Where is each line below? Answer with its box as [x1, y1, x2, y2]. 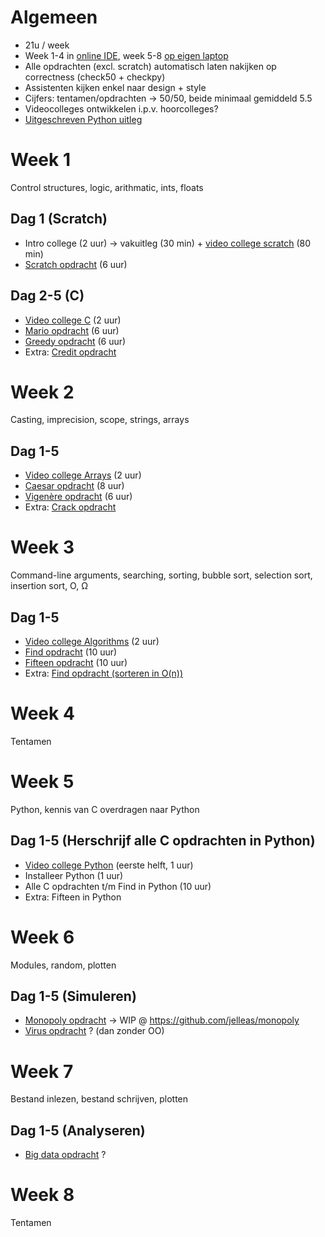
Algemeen [10, 6, 98, 29]
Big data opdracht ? [24, 1149, 107, 1161]
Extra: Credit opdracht [24, 346, 117, 358]
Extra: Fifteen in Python [24, 891, 122, 903]
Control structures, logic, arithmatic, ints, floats [10, 181, 204, 193]
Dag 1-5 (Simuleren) [10, 988, 137, 1005]
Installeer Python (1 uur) [24, 869, 124, 881]
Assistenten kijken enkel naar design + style [24, 81, 207, 93]
